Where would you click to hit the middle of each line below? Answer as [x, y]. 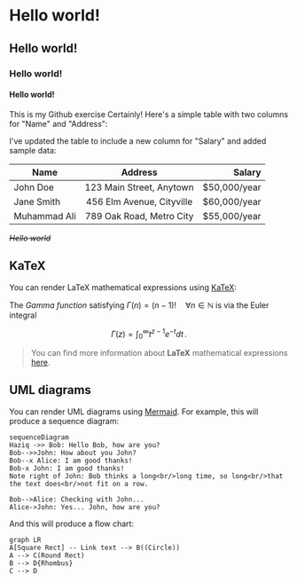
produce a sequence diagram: [64, 421]
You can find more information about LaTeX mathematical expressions [159, 352]
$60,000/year [232, 201]
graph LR [25, 540]
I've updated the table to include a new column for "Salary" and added [138, 141]
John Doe [34, 187]
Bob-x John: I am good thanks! [67, 468]
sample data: [33, 150]
